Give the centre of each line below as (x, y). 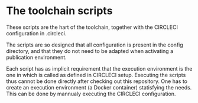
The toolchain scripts (59, 11)
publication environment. (36, 57)
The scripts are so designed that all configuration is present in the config (95, 45)
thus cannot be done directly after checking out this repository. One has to (97, 81)
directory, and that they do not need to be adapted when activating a (90, 51)
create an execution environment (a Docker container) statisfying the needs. (99, 87)
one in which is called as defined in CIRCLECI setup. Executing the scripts (96, 75)
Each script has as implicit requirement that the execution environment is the (99, 68)
